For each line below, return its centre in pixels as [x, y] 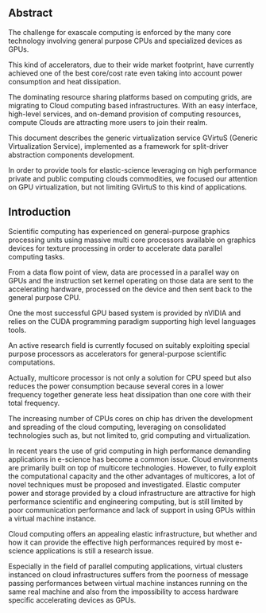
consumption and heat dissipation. [65, 81]
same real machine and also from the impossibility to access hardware [123, 592]
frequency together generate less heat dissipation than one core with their [130, 394]
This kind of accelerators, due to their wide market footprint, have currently [131, 64]
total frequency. [34, 403]
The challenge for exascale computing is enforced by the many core [120, 32]
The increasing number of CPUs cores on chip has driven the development [131, 418]
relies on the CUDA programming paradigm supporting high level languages [132, 321]
